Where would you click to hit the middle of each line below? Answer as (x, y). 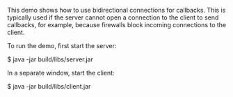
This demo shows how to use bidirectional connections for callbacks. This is (116, 10)
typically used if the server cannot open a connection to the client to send (113, 17)
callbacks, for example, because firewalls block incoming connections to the (117, 25)
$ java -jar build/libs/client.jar (49, 86)
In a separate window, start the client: (61, 73)
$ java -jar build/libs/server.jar (50, 59)
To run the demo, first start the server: (62, 46)
